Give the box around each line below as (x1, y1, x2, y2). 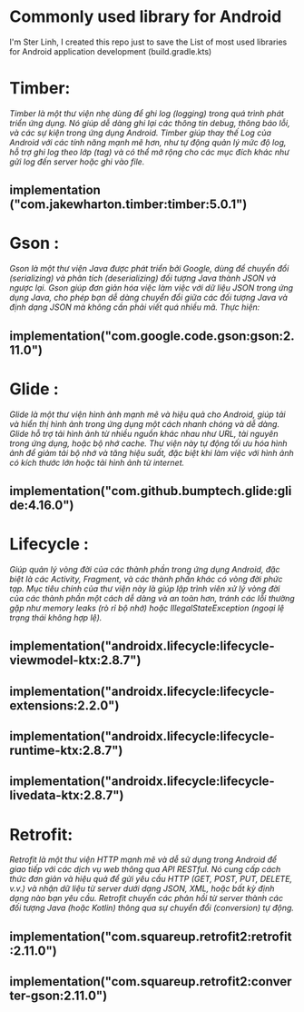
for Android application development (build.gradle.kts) (9, 45, 212, 56)
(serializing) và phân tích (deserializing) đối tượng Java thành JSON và (9, 273, 277, 283)
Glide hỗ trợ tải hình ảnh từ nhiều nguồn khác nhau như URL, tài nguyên (9, 428, 279, 439)
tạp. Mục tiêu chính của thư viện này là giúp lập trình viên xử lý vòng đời (9, 583, 280, 594)
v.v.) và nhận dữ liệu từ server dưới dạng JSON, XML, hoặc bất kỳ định (9, 883, 275, 894)
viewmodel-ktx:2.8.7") (9, 652, 142, 669)
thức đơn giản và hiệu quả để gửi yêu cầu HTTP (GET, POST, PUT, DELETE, (9, 874, 293, 885)
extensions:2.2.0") (9, 698, 120, 713)
